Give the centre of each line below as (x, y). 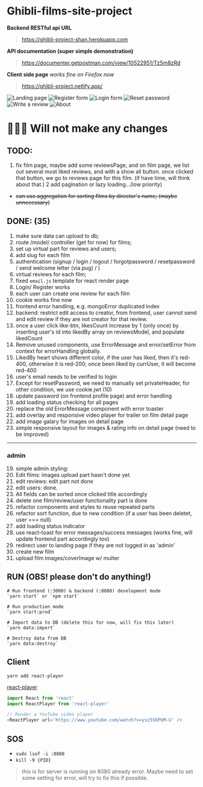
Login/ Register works (43, 287)
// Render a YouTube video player (50, 715)
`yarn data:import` (31, 627)
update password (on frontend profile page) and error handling (94, 396)
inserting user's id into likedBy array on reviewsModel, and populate (100, 332)
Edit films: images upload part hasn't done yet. (73, 475)
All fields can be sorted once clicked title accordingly (81, 494)
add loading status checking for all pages (67, 402)
